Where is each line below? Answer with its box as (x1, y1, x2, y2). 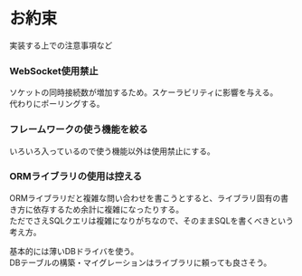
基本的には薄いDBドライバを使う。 (9, 245, 139, 256)
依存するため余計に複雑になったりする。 (33, 204, 184, 214)
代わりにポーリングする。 (9, 99, 105, 109)
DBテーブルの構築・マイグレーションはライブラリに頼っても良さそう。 (9, 257, 272, 268)
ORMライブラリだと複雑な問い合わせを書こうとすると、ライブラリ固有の (9, 192, 281, 204)
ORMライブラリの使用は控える (9, 170, 143, 183)
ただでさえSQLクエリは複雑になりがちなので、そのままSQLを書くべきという (9, 214, 294, 226)
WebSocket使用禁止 (9, 64, 99, 77)
